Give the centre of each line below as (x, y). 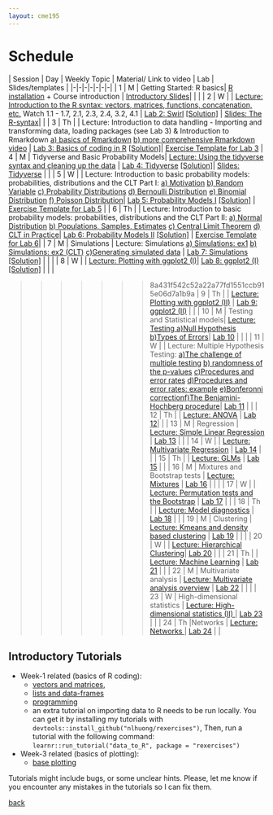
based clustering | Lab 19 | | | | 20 (206, 536)
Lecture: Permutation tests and (201, 493)
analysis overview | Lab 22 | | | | (204, 588)
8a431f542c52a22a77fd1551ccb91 (207, 285)
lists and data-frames (68, 694)
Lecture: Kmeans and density (199, 527)
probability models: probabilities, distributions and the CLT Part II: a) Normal (135, 217)
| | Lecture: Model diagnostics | (202, 510)
